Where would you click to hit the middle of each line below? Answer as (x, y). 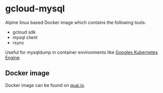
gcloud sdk (24, 32)
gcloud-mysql (35, 9)
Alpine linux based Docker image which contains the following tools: (76, 22)
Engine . (13, 57)
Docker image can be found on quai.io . (45, 85)
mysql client (25, 37)
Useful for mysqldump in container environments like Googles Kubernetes (81, 52)
